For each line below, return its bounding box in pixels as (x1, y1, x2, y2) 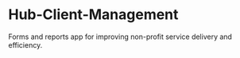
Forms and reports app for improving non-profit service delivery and (8, 32, 233, 41)
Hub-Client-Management (8, 6, 179, 24)
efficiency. (8, 40, 43, 49)
